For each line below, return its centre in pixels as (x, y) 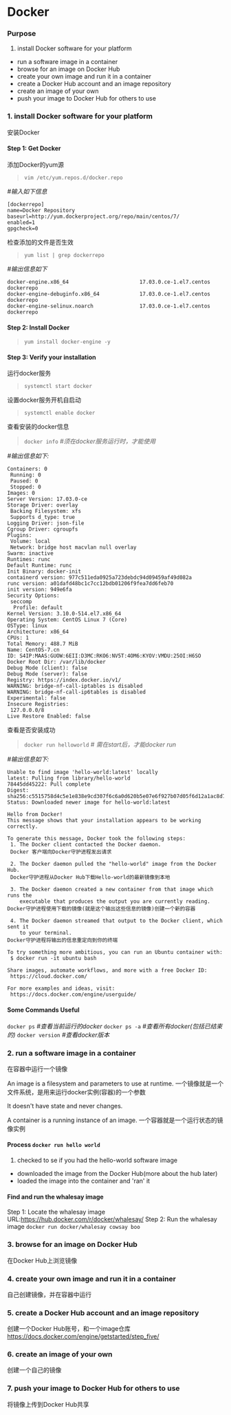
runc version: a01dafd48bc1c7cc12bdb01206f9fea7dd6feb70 (90, 584)
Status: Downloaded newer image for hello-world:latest (89, 803)
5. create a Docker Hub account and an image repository (103, 1312)
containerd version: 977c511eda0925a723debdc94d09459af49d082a (100, 578)
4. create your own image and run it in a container (92, 1279)
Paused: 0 (24, 481)
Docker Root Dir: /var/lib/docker (57, 662)
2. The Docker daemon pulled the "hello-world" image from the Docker (113, 864)
